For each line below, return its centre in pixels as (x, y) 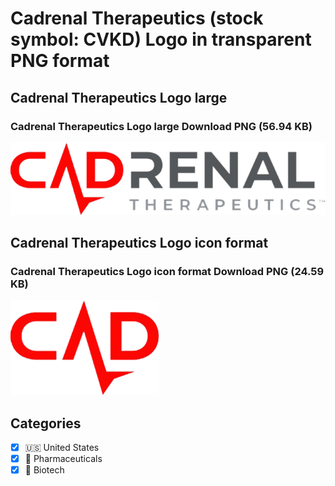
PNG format (60, 61)
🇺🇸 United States (62, 448)
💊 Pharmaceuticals (63, 459)
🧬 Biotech (44, 470)
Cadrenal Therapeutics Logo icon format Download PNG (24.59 (167, 271)
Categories (46, 423)
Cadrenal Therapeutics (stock (137, 18)
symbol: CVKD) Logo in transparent (161, 39)
